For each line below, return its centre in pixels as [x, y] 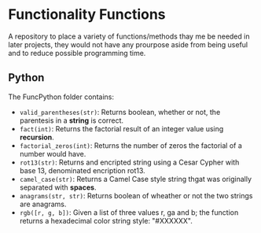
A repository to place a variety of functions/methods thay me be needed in [129, 36]
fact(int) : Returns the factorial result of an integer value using [121, 128]
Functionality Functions [87, 15]
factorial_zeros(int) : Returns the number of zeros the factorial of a [130, 145]
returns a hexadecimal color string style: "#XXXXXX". [106, 220]
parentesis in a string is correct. [72, 120]
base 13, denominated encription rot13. [82, 170]
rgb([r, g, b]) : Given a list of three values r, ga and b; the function [129, 212]
